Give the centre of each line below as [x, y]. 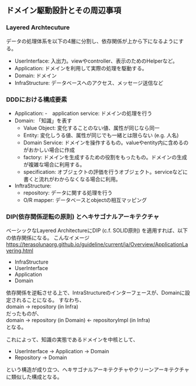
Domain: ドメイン [36, 76]
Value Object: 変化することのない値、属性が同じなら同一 [91, 128]
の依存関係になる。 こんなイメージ [48, 238]
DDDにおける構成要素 [37, 100]
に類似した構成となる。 [34, 377]
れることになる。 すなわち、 [50, 300]
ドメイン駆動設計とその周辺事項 [64, 11]
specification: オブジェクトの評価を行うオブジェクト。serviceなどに [106, 172]
